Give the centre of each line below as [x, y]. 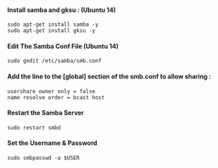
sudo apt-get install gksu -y [52, 31]
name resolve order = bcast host [56, 97]
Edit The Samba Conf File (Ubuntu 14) [63, 46]
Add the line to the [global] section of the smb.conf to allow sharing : [109, 76]
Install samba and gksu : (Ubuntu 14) [62, 10]
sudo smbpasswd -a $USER [43, 158]
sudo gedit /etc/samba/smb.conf [54, 61]
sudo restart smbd [34, 127]
